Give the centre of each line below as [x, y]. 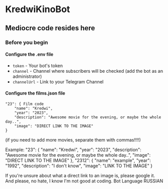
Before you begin [27, 42]
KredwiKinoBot [38, 9]
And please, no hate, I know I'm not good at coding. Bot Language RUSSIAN [84, 181]
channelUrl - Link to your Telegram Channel [58, 81]
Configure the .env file [30, 55]
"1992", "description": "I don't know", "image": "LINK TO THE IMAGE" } [79, 166]
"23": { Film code [24, 104]
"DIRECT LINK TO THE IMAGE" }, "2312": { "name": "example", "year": [78, 160]
